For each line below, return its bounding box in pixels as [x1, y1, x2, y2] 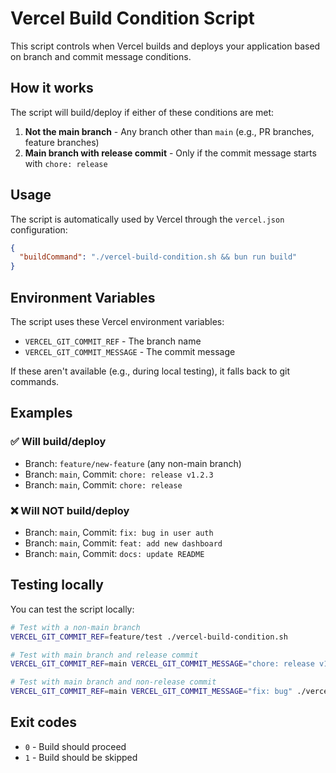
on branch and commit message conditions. [10, 50, 192, 62]
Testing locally [10, 577, 104, 594]
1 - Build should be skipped [24, 751, 138, 763]
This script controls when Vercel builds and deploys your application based [10, 40, 321, 52]
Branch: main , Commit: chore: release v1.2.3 [24, 468, 214, 480]
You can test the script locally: [10, 603, 135, 615]
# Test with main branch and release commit [10, 650, 199, 660]
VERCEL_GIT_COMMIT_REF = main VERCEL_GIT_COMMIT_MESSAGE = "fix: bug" [10, 687, 293, 697]
